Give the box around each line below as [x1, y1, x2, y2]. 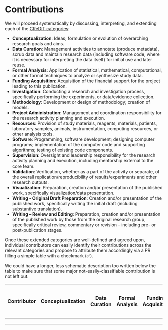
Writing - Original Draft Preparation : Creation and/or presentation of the [12, 195, 162, 201]
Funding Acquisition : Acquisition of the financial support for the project [12, 78, 160, 84]
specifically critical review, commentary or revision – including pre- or [12, 222, 156, 228]
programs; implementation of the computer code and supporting [12, 141, 145, 147]
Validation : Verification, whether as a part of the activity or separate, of [12, 168, 160, 174]
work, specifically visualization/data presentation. [12, 190, 115, 196]
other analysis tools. [12, 131, 54, 137]
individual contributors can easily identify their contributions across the [5, 242, 152, 248]
